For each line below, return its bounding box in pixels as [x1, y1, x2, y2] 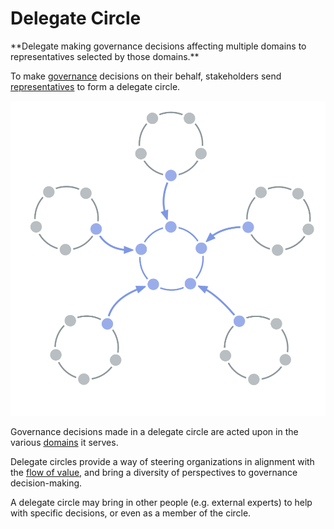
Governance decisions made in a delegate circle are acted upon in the [10, 425, 299, 437]
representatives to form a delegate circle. [10, 80, 181, 92]
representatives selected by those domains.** [10, 50, 200, 62]
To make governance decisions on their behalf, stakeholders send [10, 70, 282, 82]
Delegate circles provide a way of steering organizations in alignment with [10, 455, 315, 467]
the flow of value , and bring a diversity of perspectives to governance [10, 466, 298, 478]
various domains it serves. [10, 436, 119, 448]
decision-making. [10, 477, 83, 489]
